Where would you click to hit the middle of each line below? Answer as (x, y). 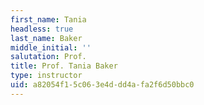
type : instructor (46, 76)
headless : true (42, 29)
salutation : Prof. (48, 57)
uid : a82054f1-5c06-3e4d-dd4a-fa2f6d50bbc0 (102, 85)
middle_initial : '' (51, 47)
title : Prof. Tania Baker (64, 66)
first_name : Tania (48, 19)
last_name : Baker (46, 38)
